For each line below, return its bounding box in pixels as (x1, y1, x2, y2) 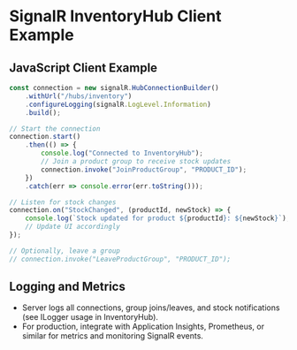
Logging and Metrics (9, 279, 126, 294)
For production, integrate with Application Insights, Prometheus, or (21, 321, 265, 332)
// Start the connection (9, 124, 101, 133)
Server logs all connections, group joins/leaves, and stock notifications (21, 302, 280, 313)
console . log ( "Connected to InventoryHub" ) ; (41, 148, 203, 158)
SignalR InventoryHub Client (9, 6, 222, 27)
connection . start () (9, 133, 81, 141)
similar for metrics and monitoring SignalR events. (21, 331, 203, 341)
